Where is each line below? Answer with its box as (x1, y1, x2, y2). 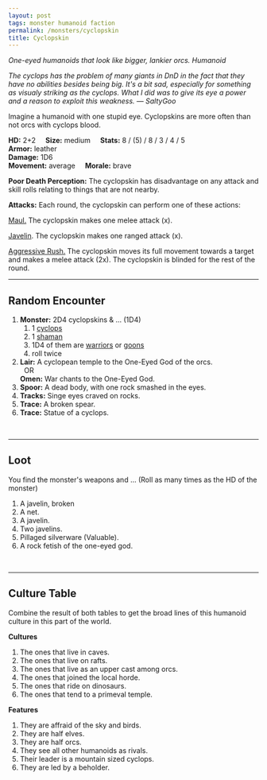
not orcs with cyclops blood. (8, 120, 101, 130)
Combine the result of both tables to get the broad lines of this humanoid (8, 607, 246, 617)
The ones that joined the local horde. (19, 673, 141, 682)
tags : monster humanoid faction (8, 19, 115, 27)
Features (8, 704, 38, 714)
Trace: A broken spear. (19, 399, 96, 409)
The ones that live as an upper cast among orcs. (19, 664, 179, 673)
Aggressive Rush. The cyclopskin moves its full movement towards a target (8, 246, 254, 256)
